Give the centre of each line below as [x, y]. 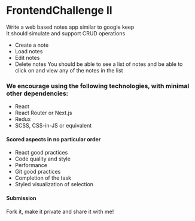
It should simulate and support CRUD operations [66, 33]
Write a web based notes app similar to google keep [70, 27]
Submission [22, 198]
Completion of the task [43, 178]
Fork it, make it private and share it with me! [60, 211]
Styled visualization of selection [54, 184]
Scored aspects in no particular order [54, 139]
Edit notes [27, 57]
